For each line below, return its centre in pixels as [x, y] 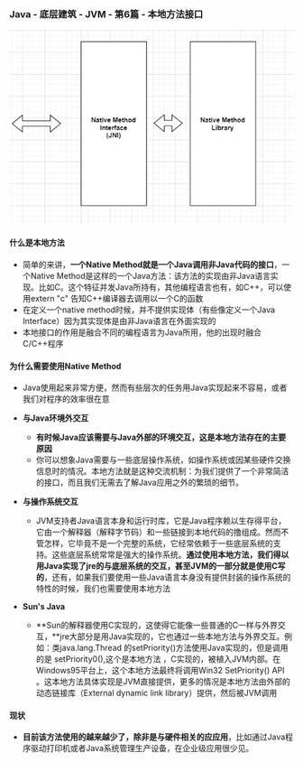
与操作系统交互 [50, 502]
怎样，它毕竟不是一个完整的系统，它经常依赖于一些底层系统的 [158, 544]
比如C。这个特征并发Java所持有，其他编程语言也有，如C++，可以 [161, 287]
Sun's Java [44, 607]
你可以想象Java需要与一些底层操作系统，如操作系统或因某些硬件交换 [163, 460]
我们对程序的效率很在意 [66, 399]
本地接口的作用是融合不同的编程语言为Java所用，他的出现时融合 [142, 332]
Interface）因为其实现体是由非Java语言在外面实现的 [119, 321]
